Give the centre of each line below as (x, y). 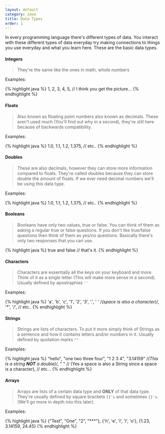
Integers (14, 59)
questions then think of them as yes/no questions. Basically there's (85, 235)
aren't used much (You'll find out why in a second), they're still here (85, 121)
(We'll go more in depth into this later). (56, 402)
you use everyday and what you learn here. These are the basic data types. (82, 48)
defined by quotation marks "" (48, 340)
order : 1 (14, 23)
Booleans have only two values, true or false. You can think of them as (88, 225)
